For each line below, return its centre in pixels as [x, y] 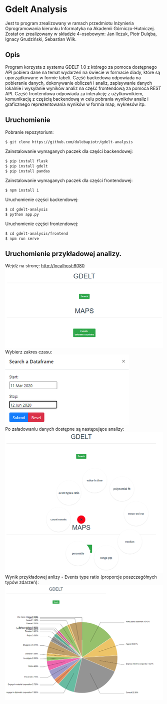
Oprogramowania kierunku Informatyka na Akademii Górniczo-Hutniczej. [80, 28]
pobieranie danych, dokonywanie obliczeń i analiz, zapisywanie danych [79, 83]
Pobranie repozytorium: [29, 132]
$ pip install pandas [28, 171]
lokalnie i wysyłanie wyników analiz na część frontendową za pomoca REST [83, 88]
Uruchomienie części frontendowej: [42, 224]
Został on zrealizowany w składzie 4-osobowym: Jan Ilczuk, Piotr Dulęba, [81, 34]
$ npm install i [22, 190]
